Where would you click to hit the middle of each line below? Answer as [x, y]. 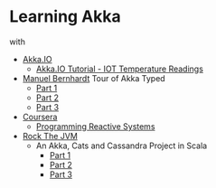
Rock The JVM [50, 136]
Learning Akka [66, 17]
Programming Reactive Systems [95, 126]
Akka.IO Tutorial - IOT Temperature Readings [119, 69]
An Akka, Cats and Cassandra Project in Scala [122, 146]
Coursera [40, 117]
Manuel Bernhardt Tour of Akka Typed [94, 78]
